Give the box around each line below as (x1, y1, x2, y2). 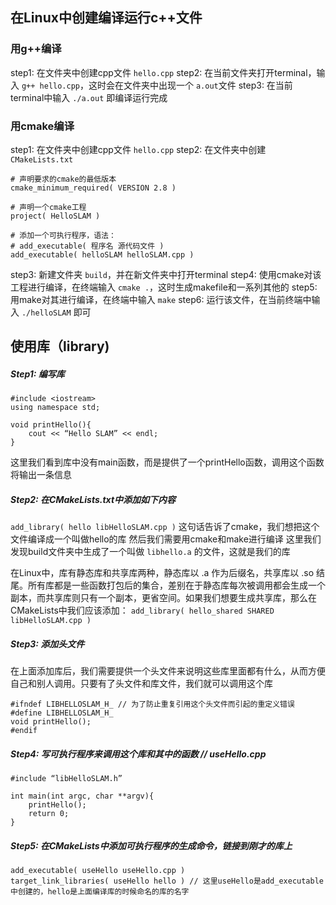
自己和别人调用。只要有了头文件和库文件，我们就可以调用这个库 (10, 678, 273, 690)
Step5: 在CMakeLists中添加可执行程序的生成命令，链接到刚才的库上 (10, 839, 293, 852)
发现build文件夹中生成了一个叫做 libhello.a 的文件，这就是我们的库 (10, 546, 291, 558)
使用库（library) (10, 338, 110, 355)
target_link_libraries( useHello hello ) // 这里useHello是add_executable (10, 876, 324, 887)
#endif (10, 726, 38, 736)
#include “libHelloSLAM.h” (10, 774, 123, 784)
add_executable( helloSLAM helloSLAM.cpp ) (10, 249, 195, 260)
